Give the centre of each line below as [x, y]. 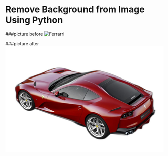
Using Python [34, 20]
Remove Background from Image [75, 9]
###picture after [22, 43]
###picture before [24, 34]
